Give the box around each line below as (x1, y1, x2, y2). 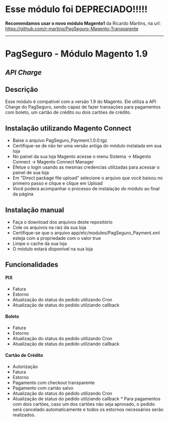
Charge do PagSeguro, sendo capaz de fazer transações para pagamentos (5, 104, 161, 110)
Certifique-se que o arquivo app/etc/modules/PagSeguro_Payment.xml (12, 230, 160, 236)
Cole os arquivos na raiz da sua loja (12, 224, 87, 230)
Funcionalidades (5, 260, 59, 269)
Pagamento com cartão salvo (12, 385, 74, 391)
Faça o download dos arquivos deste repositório (12, 219, 113, 225)
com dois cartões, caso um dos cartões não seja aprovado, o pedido (12, 401, 155, 407)
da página (12, 191, 34, 197)
